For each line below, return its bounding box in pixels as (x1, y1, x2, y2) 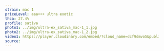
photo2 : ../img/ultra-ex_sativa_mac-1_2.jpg (5, 30, 97, 34)
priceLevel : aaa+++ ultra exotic (5, 12, 73, 17)
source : (5, 39, 21, 44)
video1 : (5, 34, 21, 39)
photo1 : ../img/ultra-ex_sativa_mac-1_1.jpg (5, 25, 97, 30)
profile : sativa (5, 20, 38, 26)
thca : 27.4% (5, 16, 29, 21)
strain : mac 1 (5, 7, 34, 12)
